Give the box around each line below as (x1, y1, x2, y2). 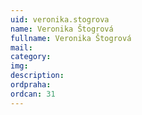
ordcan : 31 (10, 89, 56, 99)
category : (10, 52, 52, 62)
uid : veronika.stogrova (10, 14, 110, 25)
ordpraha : (10, 80, 52, 90)
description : (10, 71, 65, 81)
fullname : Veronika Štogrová (10, 33, 132, 43)
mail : (10, 42, 33, 53)
